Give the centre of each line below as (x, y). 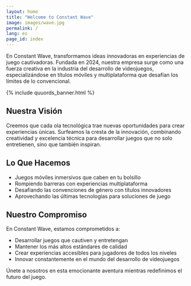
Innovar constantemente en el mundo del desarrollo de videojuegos (97, 259)
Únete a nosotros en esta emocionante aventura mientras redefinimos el (94, 271)
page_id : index (25, 39)
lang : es (17, 34)
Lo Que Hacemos (38, 163)
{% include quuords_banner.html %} (50, 93)
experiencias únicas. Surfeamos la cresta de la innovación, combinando (94, 131)
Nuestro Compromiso (47, 215)
